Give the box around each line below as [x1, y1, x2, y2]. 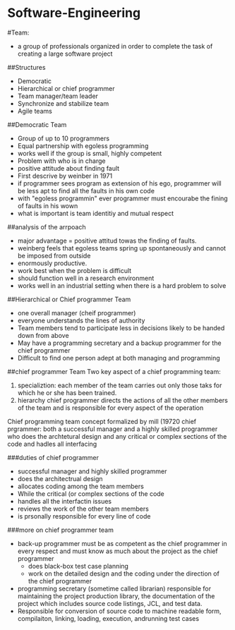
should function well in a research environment [17, 274, 155, 282]
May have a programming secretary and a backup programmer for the [17, 339, 222, 347]
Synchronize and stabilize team [17, 99, 109, 107]
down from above [17, 331, 69, 339]
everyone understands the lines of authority [17, 316, 145, 325]
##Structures [7, 63, 46, 71]
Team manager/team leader [17, 92, 99, 100]
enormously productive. [17, 259, 88, 267]
